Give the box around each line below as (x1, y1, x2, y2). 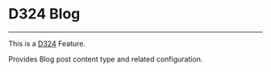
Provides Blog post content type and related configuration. (8, 54, 203, 64)
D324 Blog (8, 5, 81, 23)
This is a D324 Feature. (8, 38, 86, 48)
